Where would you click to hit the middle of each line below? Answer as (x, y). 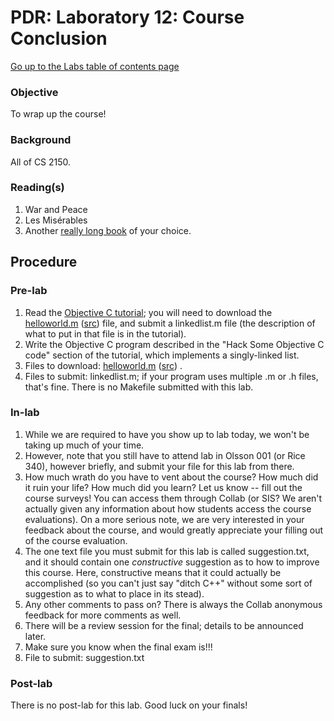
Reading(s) (37, 188)
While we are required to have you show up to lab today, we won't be (167, 434)
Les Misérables (56, 220)
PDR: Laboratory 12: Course (127, 17)
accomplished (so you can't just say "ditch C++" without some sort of (168, 583)
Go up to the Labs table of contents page (95, 66)
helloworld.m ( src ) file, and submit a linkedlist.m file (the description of (170, 323)
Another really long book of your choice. (108, 230)
